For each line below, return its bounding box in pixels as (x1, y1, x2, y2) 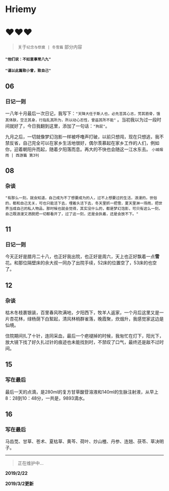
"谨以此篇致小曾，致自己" (5, 68, 51, 74)
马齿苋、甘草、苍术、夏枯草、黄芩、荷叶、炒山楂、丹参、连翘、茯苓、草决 (5, 439, 159, 445)
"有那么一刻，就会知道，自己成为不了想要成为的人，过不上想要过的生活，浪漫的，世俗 (5, 195, 157, 200)
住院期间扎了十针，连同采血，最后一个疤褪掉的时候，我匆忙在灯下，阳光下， (5, 333, 164, 339)
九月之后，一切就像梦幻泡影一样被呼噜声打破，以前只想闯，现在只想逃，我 (5, 134, 159, 140)
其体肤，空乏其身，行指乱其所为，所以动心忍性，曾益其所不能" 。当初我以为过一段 (5, 117, 157, 122)
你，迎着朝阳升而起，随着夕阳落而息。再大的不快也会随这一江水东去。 (5, 146, 151, 152)
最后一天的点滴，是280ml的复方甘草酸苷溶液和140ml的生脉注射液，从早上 (5, 389, 158, 395)
